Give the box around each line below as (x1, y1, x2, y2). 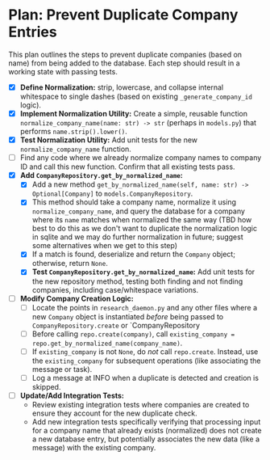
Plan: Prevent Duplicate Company (8, 6, 239, 24)
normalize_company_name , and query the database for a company (31, 206, 246, 216)
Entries (8, 23, 58, 41)
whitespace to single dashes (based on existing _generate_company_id (19, 91, 252, 101)
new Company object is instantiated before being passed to (31, 311, 224, 321)
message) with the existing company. (31, 442, 156, 452)
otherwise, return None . (31, 259, 109, 268)
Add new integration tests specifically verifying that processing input (31, 416, 261, 426)
